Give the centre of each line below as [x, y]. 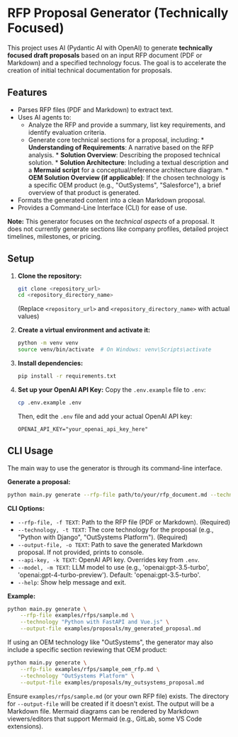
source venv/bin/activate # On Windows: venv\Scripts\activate [114, 350]
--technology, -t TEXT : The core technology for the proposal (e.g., [115, 529]
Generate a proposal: [39, 482]
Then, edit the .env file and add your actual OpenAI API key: [105, 416]
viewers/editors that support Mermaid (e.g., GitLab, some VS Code [105, 719]
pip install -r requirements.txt [67, 376]
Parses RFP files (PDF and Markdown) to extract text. [95, 109]
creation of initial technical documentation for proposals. [90, 70]
